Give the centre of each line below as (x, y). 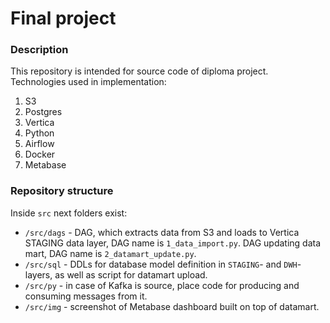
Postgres (43, 112)
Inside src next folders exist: (69, 213)
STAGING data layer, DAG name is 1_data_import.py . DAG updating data (173, 243)
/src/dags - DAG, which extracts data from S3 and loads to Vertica (162, 232)
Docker (40, 154)
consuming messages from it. (86, 296)
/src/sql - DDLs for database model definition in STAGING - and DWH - (163, 264)
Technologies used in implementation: (88, 82)
